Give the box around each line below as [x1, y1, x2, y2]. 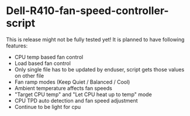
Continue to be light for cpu [14, 103, 81, 110]
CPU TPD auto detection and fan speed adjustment [14, 97, 138, 104]
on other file [14, 72, 44, 79]
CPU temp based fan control [14, 53, 84, 60]
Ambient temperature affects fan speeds [14, 84, 112, 91]
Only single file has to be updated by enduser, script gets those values [14, 66, 185, 73]
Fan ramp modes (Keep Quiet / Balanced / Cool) [14, 78, 130, 86]
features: [6, 42, 28, 49]
